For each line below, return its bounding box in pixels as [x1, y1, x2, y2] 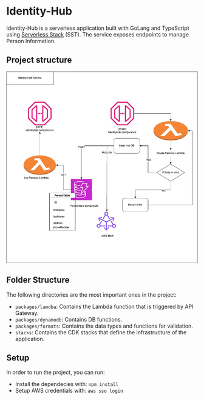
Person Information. [6, 37, 56, 44]
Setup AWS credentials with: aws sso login [15, 387, 123, 395]
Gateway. [15, 309, 39, 317]
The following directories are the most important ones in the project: [6, 291, 177, 298]
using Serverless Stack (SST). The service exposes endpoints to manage [6, 30, 189, 38]
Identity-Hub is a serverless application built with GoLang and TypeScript [6, 24, 189, 32]
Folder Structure [6, 275, 70, 285]
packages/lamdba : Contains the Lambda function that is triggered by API [15, 303, 194, 310]
